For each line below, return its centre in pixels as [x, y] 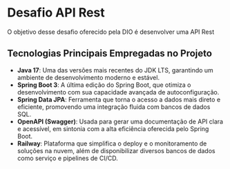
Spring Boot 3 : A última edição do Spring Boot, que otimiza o [104, 85]
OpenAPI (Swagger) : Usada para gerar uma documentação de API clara [120, 121]
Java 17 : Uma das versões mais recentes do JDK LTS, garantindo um [115, 70]
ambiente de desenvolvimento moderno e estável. [88, 77]
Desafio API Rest [56, 13]
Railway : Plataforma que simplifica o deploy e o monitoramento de [112, 143]
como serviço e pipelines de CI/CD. [68, 158]
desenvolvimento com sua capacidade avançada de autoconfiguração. [118, 92]
